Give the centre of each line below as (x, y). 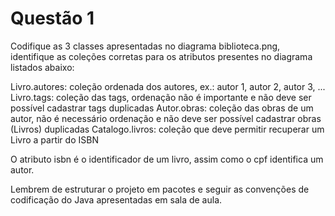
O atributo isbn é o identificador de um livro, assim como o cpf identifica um (167, 159)
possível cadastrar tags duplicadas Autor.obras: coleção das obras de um (162, 108)
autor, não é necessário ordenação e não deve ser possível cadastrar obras (166, 118)
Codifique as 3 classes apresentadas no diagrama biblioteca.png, (145, 46)
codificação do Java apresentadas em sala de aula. (116, 199)
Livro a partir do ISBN (54, 139)
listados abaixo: (42, 67)
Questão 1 (52, 18)
